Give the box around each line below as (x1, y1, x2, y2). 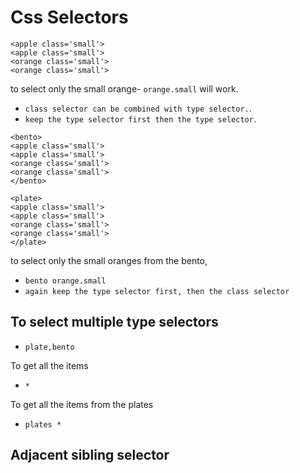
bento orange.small (24, 276, 107, 286)
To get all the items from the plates (10, 398, 154, 410)
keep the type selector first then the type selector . (24, 112, 257, 125)
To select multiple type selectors (10, 314, 219, 331)
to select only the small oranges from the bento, (10, 254, 208, 266)
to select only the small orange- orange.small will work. (10, 82, 239, 95)
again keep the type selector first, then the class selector (24, 286, 290, 296)
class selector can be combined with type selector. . (24, 102, 252, 114)
